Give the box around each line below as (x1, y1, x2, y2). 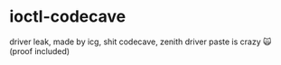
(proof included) (9, 45, 70, 56)
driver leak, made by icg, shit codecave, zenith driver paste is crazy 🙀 (9, 36, 272, 47)
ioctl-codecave (9, 6, 126, 27)
